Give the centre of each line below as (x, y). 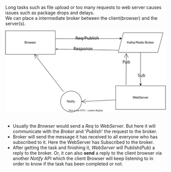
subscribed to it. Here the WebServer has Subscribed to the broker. (83, 142)
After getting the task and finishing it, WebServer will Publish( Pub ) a (84, 148)
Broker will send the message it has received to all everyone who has (85, 136)
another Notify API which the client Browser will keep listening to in (83, 158)
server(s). (16, 23)
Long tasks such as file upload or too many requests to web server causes (83, 7)
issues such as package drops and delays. (50, 13)
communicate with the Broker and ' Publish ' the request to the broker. (85, 131)
